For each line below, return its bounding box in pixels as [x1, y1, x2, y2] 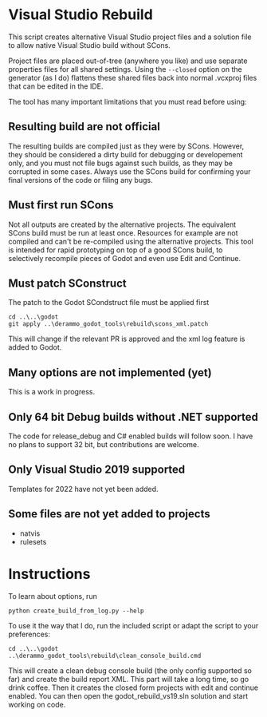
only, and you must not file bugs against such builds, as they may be [8, 158, 234, 168]
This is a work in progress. [8, 387, 96, 397]
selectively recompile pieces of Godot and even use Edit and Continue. [8, 253, 241, 263]
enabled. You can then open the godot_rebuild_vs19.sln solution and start [8, 691, 249, 700]
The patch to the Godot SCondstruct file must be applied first [8, 298, 210, 307]
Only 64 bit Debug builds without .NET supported [8, 410, 259, 424]
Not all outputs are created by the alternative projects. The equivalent [8, 220, 237, 229]
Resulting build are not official [8, 120, 161, 133]
